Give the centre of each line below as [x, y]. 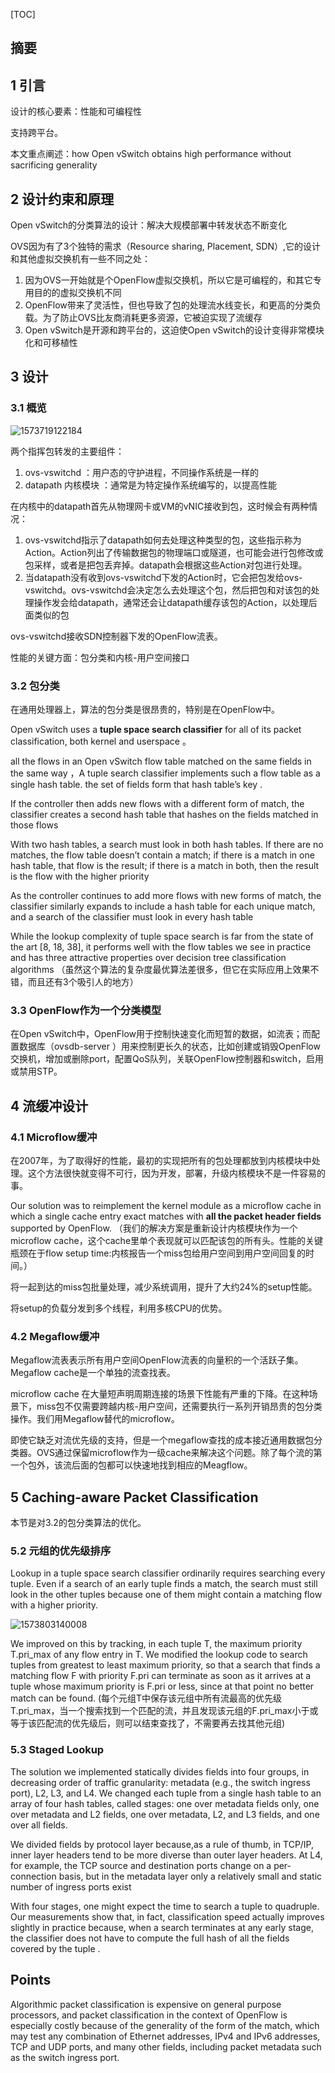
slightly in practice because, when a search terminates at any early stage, [162, 1927]
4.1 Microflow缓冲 [54, 1137]
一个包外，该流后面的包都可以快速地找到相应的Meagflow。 [131, 1465]
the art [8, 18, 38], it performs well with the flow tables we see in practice [161, 947]
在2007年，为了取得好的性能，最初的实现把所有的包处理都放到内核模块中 [161, 1160]
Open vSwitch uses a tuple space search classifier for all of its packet [156, 729]
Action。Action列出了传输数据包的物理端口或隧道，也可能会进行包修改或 [174, 552]
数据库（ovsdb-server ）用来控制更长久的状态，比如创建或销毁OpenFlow [169, 1046]
